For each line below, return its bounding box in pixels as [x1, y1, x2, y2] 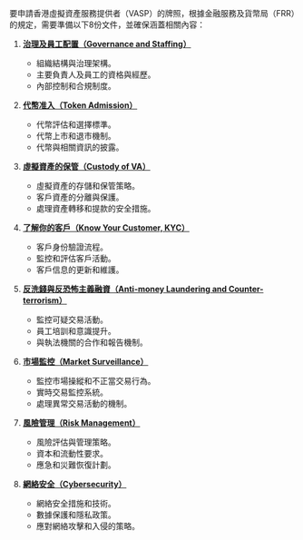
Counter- [228, 284, 264, 294]
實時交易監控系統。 [35, 387, 109, 398]
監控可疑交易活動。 [35, 314, 109, 325]
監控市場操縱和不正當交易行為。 [35, 376, 156, 386]
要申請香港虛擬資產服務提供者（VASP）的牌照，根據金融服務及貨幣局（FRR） [9, 8, 296, 18]
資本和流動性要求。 [35, 448, 109, 458]
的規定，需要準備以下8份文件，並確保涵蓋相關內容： [9, 19, 206, 30]
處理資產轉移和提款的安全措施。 [35, 203, 156, 213]
